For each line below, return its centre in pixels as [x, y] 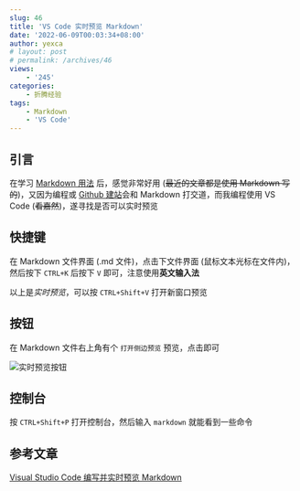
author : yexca [37, 43]
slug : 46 [26, 18]
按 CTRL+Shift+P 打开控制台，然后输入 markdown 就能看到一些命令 [131, 422]
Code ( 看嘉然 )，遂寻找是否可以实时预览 [84, 206]
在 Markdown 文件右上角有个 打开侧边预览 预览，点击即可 [114, 347]
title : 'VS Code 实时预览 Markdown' [76, 27]
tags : [20, 103]
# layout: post [38, 52]
